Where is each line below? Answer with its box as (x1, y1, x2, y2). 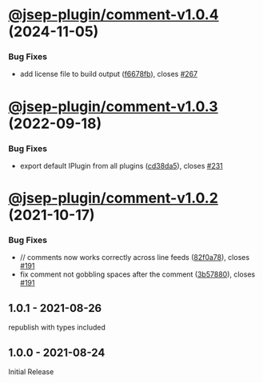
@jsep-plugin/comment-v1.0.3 (8, 98, 218, 115)
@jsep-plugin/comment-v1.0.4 (8, 6, 219, 24)
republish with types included (8, 322, 106, 333)
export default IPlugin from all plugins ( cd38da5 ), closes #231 (19, 161, 224, 170)
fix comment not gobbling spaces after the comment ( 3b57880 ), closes (19, 269, 256, 279)
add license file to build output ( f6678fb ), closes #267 (19, 70, 198, 79)
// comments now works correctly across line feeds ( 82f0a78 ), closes (19, 253, 250, 262)
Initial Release (8, 367, 54, 377)
